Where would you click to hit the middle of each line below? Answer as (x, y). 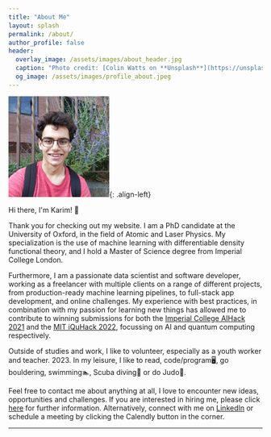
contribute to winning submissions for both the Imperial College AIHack (127, 318)
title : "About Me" (39, 17)
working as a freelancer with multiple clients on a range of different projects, (135, 284)
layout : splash (34, 25)
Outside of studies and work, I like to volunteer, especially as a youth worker (135, 351)
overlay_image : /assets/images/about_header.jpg (99, 60)
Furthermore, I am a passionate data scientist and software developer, (125, 275)
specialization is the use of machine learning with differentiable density (126, 243)
